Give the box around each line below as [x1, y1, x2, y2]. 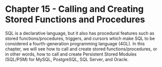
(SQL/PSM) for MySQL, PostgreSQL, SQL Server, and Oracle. [5, 56, 129, 62]
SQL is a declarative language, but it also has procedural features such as [5, 30, 155, 36]
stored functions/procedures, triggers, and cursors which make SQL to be [5, 35, 155, 41]
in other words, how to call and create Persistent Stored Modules [5, 51, 137, 57]
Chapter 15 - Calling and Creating [5, 3, 144, 15]
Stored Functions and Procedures [5, 14, 145, 25]
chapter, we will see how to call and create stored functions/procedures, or [5, 46, 158, 52]
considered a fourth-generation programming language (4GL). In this [5, 40, 145, 46]
